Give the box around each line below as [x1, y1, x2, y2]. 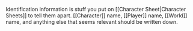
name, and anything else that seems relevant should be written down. [5, 18, 178, 25]
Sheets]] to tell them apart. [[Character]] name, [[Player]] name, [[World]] [5, 12, 188, 19]
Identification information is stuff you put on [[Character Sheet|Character [5, 6, 186, 13]
